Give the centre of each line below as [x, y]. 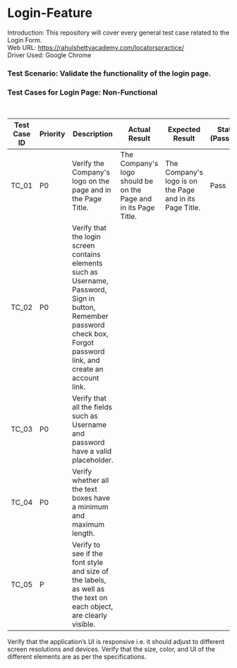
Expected [184, 130]
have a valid [92, 451]
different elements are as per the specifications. [77, 657]
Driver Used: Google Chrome [49, 55]
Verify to [86, 545]
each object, [92, 607]
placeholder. [93, 460]
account [85, 378]
